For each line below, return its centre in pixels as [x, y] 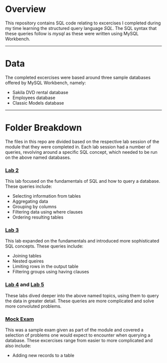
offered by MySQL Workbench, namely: [45, 83]
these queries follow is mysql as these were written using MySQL [72, 33]
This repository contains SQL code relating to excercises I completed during [83, 23]
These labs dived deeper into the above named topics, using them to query [82, 295]
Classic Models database [38, 103]
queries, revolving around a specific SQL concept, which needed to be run [81, 152]
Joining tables [27, 256]
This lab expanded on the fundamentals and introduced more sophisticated [82, 241]
